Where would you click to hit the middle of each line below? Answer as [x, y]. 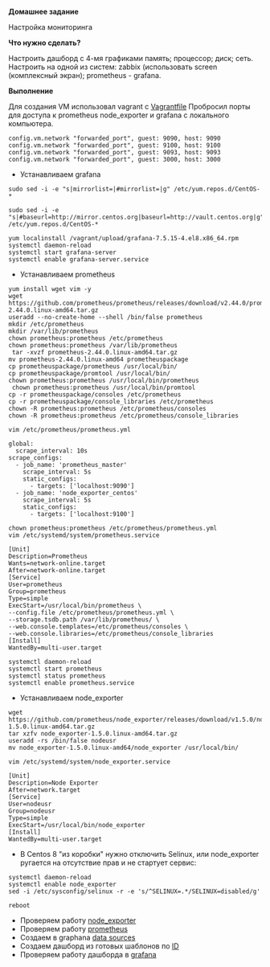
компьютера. [31, 123]
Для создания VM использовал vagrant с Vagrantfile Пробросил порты [129, 107]
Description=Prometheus [48, 556]
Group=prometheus [37, 592]
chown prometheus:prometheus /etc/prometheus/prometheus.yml [113, 528]
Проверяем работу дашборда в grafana [88, 955]
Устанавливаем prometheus [67, 274]
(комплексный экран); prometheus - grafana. [85, 75]
